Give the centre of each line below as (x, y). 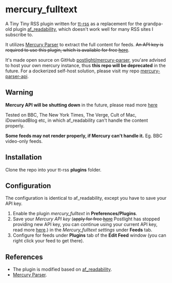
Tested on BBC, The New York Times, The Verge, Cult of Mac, (71, 115)
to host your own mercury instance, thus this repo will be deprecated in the (85, 65)
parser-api (16, 76)
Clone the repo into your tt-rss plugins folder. (53, 169)
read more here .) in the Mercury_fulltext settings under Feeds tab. (82, 230)
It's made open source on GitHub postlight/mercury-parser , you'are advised (85, 60)
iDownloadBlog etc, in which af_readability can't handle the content (77, 120)
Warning (19, 93)
